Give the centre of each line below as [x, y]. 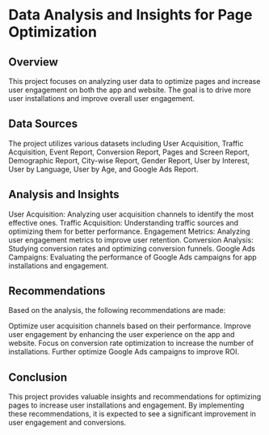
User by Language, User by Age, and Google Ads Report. [103, 169]
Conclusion [38, 377]
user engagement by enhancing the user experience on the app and [122, 335]
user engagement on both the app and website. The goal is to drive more [130, 90]
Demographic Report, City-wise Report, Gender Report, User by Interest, [129, 160]
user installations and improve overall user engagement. [102, 98]
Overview [34, 62]
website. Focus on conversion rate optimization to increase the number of [131, 343]
